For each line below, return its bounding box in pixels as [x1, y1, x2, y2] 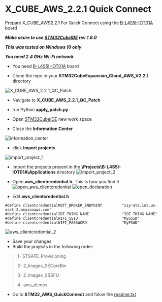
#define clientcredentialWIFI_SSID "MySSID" [5, 216, 140, 221]
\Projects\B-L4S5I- [81, 164, 121, 169]
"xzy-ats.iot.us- [122, 203, 158, 208]
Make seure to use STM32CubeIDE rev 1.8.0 [5, 34, 97, 40]
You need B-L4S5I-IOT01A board [12, 63, 79, 69]
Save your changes [12, 238, 52, 244]
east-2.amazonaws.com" [5, 207, 52, 212]
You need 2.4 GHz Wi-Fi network [5, 53, 74, 60]
